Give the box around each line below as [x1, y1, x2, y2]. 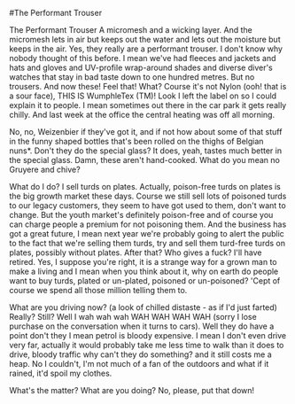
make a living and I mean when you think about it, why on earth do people [9, 266, 279, 276]
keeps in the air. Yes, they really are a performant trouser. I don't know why [9, 43, 283, 54]
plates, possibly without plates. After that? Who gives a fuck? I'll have [9, 247, 262, 258]
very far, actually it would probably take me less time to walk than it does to [9, 340, 284, 350]
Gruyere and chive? [9, 164, 82, 175]
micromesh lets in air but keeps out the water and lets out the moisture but [9, 35, 281, 44]
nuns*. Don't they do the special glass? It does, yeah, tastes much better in [9, 145, 282, 156]
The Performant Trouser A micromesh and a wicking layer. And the [9, 25, 252, 35]
